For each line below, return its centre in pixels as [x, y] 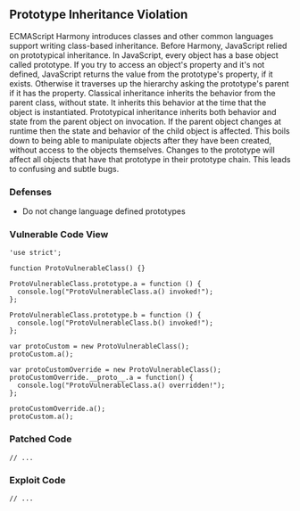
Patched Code [41, 439]
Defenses [30, 192]
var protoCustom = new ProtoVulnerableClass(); [100, 347]
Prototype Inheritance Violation [99, 15]
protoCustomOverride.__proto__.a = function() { [101, 378]
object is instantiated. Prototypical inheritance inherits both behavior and [143, 111]
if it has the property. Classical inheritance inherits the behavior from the [142, 93]
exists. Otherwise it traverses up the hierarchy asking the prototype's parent [149, 83]
